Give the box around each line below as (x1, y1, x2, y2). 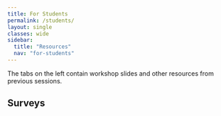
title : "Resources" (14, 43, 72, 50)
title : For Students (7, 10, 69, 18)
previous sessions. (7, 76, 63, 85)
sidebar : (7, 37, 33, 44)
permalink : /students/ (7, 17, 75, 24)
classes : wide (7, 30, 50, 37)
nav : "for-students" (14, 50, 75, 57)
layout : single (7, 23, 53, 30)
